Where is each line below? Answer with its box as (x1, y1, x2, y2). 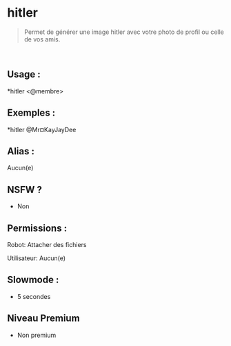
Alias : (7, 145, 34, 157)
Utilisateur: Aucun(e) (7, 254, 66, 262)
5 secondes (17, 292, 51, 300)
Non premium (17, 331, 57, 339)
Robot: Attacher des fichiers (7, 241, 87, 248)
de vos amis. (23, 35, 61, 43)
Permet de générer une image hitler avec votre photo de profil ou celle (23, 28, 224, 36)
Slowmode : (7, 274, 59, 286)
